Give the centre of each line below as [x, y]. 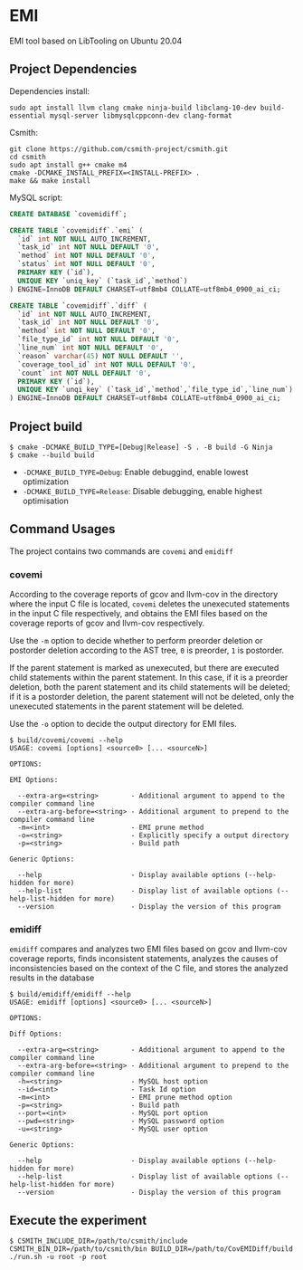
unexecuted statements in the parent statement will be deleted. [127, 706]
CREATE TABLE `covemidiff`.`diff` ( [78, 306]
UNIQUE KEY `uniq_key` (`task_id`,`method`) [103, 281]
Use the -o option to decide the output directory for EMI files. [123, 724]
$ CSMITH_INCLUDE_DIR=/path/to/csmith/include [99, 1241]
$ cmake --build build [52, 455]
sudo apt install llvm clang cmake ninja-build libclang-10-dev [133, 108]
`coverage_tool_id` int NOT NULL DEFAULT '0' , [107, 364]
